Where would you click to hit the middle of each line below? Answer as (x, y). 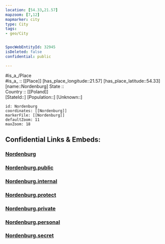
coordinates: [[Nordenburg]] (36, 111)
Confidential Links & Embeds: (53, 140)
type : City (17, 24)
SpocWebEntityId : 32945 (31, 47)
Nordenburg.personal (33, 222)
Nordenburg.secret (30, 235)
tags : (11, 29)
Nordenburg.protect (31, 195)
